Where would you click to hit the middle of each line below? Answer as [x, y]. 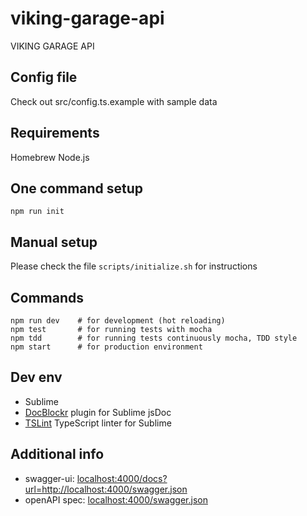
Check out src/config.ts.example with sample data [114, 101]
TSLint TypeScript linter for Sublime [98, 423]
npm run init [37, 212]
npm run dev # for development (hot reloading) [118, 321]
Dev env [36, 377]
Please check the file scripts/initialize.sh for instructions [134, 266]
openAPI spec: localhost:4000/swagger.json [116, 499]
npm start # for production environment [106, 347]
